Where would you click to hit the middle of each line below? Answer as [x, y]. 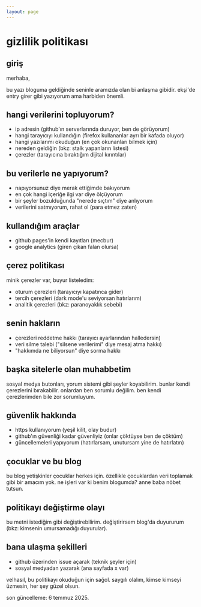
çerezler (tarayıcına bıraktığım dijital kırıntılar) [70, 155]
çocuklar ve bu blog [44, 462]
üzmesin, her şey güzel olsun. [43, 586]
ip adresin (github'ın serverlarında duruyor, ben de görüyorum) [92, 129]
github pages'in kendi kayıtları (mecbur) [64, 241]
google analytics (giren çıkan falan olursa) [67, 247]
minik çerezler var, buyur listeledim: [50, 280]
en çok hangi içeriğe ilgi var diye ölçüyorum [69, 194]
